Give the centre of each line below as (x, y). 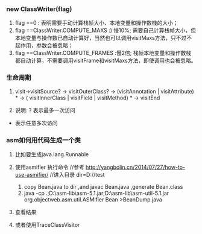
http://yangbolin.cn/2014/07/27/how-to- (135, 167)
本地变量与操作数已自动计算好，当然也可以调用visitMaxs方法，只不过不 (103, 38)
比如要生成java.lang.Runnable (52, 154)
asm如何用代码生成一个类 (44, 140)
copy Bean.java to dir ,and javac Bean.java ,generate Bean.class (103, 186)
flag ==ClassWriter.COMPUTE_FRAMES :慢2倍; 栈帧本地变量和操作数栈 (103, 53)
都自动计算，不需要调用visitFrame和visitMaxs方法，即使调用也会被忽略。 (106, 61)
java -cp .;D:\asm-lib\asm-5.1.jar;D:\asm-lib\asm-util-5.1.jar (96, 193)
